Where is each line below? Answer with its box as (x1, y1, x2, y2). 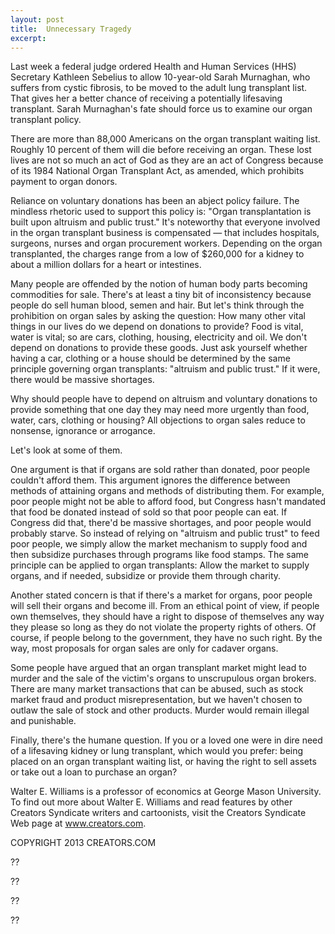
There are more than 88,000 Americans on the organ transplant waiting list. (10, 133, 321, 145)
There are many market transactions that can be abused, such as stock (10, 683, 304, 695)
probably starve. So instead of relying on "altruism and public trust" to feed (10, 527, 320, 540)
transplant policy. (10, 114, 82, 126)
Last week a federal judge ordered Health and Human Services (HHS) (10, 61, 297, 73)
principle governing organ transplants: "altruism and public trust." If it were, (10, 363, 321, 375)
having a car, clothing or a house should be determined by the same (10, 352, 291, 365)
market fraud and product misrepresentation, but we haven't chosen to (10, 694, 303, 706)
